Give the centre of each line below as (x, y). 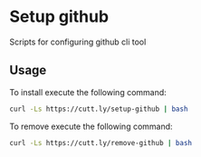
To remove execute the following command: (91, 126)
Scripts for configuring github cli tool (78, 42)
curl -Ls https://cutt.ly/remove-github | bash (101, 142)
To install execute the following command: (88, 92)
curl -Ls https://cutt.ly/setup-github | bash (99, 109)
